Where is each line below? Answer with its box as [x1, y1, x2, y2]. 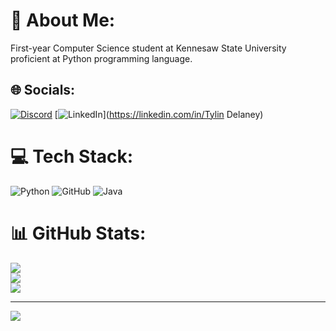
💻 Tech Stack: [10, 145, 134, 168]
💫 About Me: [10, 9, 116, 32]
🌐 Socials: [10, 82, 76, 99]
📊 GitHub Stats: [10, 222, 147, 244]
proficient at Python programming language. [10, 52, 193, 64]
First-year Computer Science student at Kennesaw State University [10, 42, 287, 54]
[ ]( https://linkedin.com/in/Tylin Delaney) [54, 108, 264, 120]
